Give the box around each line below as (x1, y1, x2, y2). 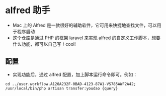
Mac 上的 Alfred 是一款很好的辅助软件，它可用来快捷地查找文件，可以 (12, 22, 157, 28)
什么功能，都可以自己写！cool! (12, 41, 76, 47)
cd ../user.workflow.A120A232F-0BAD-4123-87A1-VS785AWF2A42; (5, 81, 136, 86)
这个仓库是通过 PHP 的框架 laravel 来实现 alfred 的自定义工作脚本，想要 (12, 35, 161, 41)
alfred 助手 (5, 5, 50, 16)
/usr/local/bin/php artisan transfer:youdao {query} (5, 86, 118, 91)
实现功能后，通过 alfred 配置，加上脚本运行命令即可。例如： (12, 71, 137, 77)
